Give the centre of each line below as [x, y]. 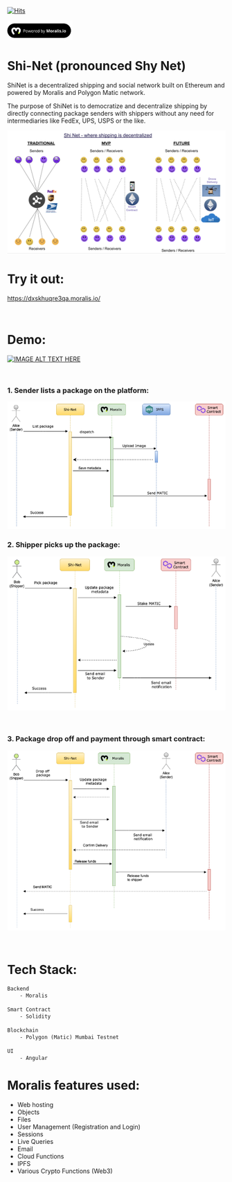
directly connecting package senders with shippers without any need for [111, 114]
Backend [18, 989]
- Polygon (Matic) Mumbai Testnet [69, 1037]
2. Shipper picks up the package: [64, 545]
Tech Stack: [42, 970]
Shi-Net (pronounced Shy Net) [97, 66]
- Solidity [35, 1017]
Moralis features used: [73, 1086]
